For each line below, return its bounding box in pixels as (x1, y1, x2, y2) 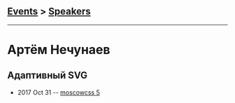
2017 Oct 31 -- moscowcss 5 (17, 88, 100, 97)
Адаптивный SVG (7, 69, 88, 81)
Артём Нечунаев (7, 42, 111, 57)
